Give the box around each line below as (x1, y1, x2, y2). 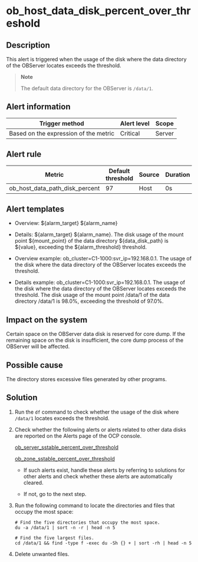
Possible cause (6, 360, 64, 370)
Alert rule (6, 149, 42, 160)
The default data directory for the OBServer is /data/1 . (20, 85, 154, 92)
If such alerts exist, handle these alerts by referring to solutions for (23, 467, 186, 474)
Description (6, 40, 50, 50)
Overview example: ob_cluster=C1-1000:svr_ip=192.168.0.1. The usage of (14, 255, 192, 262)
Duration (164, 170, 190, 178)
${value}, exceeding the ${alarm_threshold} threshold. (14, 243, 147, 251)
